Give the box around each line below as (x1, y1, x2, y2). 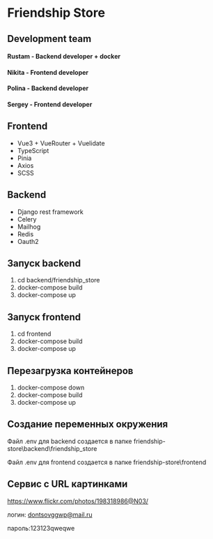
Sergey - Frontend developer (7, 100, 93, 108)
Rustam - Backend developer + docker (7, 52, 120, 61)
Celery (17, 215, 37, 223)
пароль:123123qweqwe (7, 524, 75, 532)
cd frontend (17, 330, 52, 338)
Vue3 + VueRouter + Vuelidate (17, 138, 106, 148)
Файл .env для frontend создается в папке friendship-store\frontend (7, 458, 207, 466)
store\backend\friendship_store (7, 444, 97, 452)
